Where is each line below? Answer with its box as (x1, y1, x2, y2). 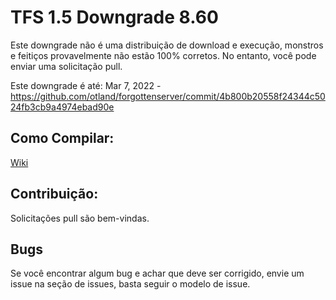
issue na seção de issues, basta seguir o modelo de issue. (10, 278, 251, 290)
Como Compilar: (10, 130, 115, 147)
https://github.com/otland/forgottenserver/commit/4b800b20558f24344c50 (10, 90, 326, 102)
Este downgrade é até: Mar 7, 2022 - (10, 79, 162, 91)
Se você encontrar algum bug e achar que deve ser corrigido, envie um (10, 267, 305, 280)
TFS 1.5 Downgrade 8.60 (10, 6, 219, 29)
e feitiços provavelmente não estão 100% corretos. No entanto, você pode (10, 49, 317, 61)
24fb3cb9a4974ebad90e (10, 101, 115, 113)
